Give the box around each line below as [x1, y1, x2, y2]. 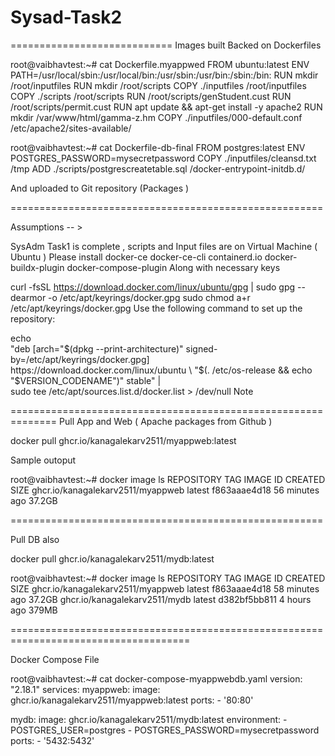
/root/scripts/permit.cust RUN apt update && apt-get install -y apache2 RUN [10, 101, 323, 113]
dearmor [10, 291, 47, 303]
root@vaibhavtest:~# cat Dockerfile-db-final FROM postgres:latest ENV [10, 141, 306, 153]
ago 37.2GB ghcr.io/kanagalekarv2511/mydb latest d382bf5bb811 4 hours [10, 593, 312, 605]
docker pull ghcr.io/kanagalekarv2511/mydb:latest [10, 552, 215, 565]
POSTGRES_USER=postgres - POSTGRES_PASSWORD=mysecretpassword [10, 724, 320, 736]
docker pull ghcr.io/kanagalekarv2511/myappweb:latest [10, 434, 237, 446]
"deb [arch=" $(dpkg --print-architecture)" [10, 342, 184, 355]
